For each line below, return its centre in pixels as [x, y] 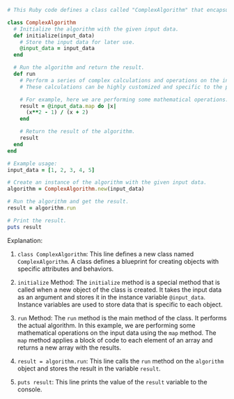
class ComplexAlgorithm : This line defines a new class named [105, 253]
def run [25, 74]
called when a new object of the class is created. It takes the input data [119, 290]
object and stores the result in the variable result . [89, 368]
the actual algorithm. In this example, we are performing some [106, 325]
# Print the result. [37, 220]
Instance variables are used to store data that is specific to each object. [120, 304]
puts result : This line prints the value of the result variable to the [112, 382]
